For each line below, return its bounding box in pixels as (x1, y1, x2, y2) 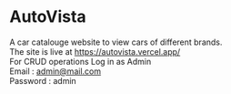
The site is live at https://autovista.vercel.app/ (9, 46, 181, 57)
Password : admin (9, 75, 77, 86)
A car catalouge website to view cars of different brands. (9, 37, 223, 47)
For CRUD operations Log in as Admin (9, 56, 152, 67)
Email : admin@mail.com (9, 66, 102, 77)
